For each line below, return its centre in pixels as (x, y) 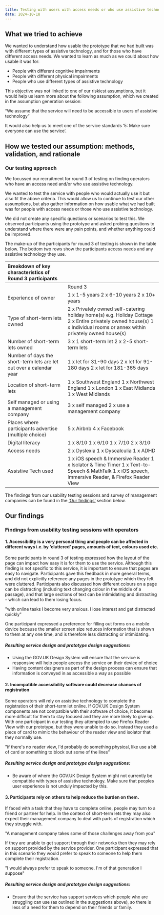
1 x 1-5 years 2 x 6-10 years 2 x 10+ (112, 295)
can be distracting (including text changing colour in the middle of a (73, 589)
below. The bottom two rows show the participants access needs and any (79, 249)
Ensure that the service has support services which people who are (80, 897)
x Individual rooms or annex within (107, 327)
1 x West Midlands (89, 394)
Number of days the (31, 355)
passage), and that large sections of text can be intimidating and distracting (81, 594)
